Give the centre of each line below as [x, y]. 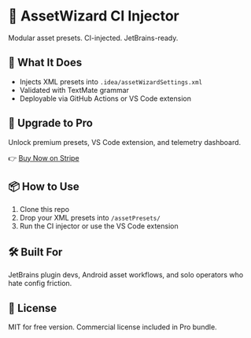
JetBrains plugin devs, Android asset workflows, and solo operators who [126, 275]
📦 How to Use [44, 186]
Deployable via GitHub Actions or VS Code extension [105, 98]
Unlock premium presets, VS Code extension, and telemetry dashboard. [125, 142]
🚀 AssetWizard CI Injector [94, 16]
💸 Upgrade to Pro [50, 123]
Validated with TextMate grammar [74, 90]
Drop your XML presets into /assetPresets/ [90, 218]
